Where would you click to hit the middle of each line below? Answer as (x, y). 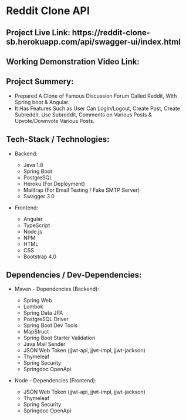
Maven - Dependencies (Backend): (57, 289)
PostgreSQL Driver (46, 319)
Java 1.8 (33, 165)
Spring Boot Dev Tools (50, 325)
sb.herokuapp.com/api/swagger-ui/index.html (93, 41)
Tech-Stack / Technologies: (58, 139)
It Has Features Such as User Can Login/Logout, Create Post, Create (97, 108)
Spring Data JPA (43, 313)
